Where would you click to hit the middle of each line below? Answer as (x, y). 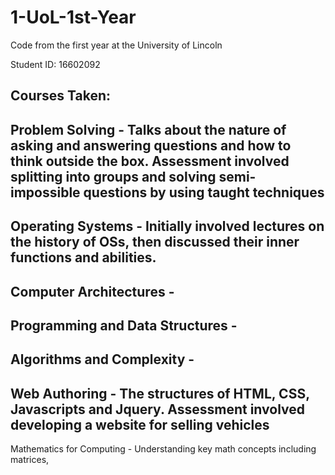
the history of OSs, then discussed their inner (155, 242)
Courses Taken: (61, 96)
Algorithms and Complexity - (102, 359)
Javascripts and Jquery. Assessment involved (158, 409)
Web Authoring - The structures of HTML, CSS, (160, 393)
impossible (45, 192)
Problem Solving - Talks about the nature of (148, 129)
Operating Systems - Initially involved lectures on (167, 226)
